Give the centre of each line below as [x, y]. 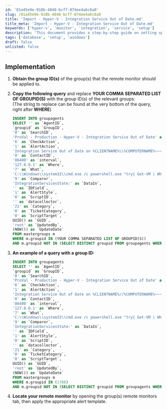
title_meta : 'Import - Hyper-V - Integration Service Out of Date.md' [80, 24]
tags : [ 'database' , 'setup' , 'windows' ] [48, 38]
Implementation [30, 67]
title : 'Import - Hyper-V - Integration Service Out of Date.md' [74, 19]
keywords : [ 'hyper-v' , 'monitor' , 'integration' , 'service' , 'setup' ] [80, 28]
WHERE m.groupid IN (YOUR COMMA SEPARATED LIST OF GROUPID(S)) [79, 239]
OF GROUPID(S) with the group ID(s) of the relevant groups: [74, 99]
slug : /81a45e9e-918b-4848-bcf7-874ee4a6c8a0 [53, 14]
